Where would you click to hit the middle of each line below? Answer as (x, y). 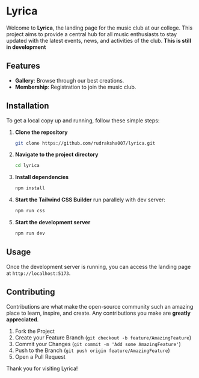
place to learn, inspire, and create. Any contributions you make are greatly (99, 313)
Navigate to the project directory (57, 154)
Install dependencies (42, 177)
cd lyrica (27, 166)
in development (26, 47)
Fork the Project (35, 331)
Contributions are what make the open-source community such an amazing (100, 306)
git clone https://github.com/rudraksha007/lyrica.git (85, 143)
